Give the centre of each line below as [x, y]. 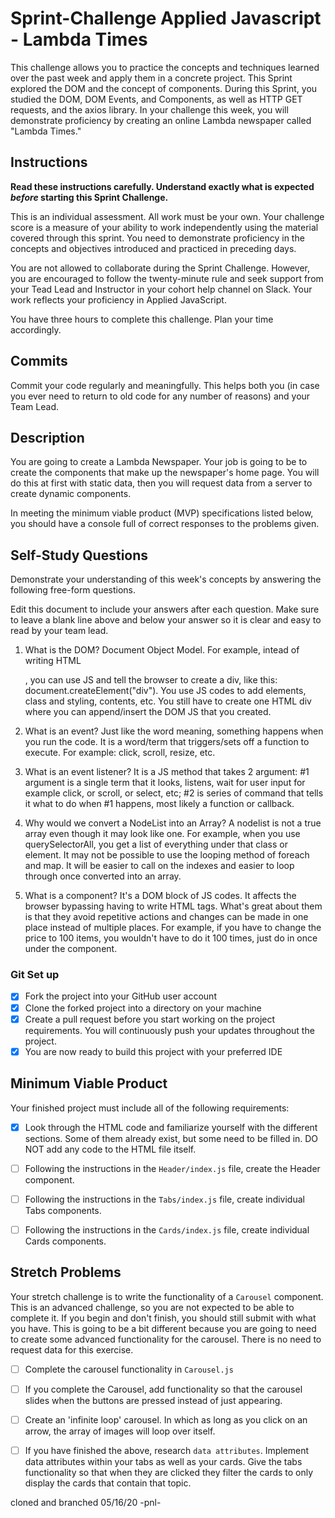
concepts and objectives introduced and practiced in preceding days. [153, 248]
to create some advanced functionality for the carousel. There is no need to [166, 1339]
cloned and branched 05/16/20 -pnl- [86, 1502]
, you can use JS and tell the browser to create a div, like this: [151, 680]
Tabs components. [63, 1210]
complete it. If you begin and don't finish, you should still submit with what [163, 1318]
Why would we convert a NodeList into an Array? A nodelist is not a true [173, 823]
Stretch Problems [66, 1272]
